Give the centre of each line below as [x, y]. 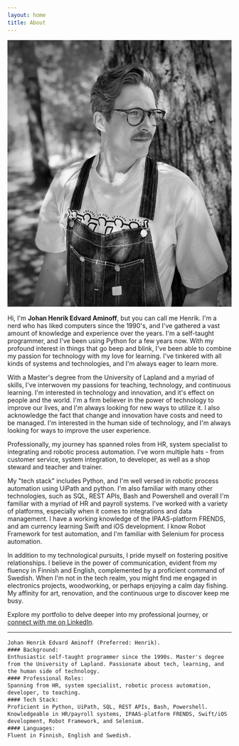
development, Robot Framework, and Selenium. [76, 721]
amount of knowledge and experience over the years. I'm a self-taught [111, 333]
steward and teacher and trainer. [55, 467]
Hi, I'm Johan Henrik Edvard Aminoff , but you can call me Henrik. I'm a [112, 318]
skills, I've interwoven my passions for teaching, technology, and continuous [119, 385]
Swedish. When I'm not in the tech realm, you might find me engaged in [112, 578]
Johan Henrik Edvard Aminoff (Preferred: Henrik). [84, 643]
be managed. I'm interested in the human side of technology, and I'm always [119, 423]
